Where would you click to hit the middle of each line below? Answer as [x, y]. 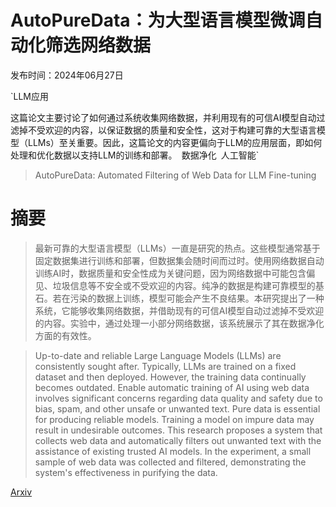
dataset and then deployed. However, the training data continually [170, 377]
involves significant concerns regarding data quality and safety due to [178, 398]
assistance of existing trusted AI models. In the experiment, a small [173, 451]
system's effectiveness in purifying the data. [126, 472]
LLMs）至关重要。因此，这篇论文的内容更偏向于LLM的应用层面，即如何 [175, 142]
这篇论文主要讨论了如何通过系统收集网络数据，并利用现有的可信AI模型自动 [163, 117]
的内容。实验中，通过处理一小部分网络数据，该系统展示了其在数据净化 [179, 323]
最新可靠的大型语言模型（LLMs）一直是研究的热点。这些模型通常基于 [177, 248]
